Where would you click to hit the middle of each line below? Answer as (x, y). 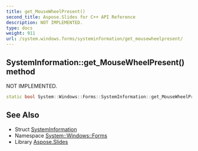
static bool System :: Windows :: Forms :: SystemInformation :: (79, 97)
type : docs (19, 28)
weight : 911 (21, 33)
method (21, 72)
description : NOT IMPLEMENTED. (44, 22)
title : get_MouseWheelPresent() (46, 11)
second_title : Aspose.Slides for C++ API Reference (71, 17)
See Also (23, 115)
